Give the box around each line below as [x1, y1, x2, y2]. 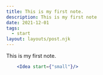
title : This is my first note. [6, 8, 84, 15]
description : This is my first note [6, 14, 97, 20]
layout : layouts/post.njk [6, 36, 70, 42]
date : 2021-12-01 [6, 19, 49, 25]
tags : [6, 25, 20, 31]
